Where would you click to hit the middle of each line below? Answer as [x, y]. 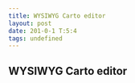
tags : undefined [35, 38]
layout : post [30, 23]
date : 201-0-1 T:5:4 [43, 31]
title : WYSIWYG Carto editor [57, 16]
